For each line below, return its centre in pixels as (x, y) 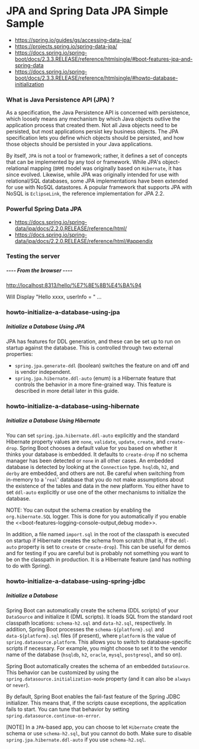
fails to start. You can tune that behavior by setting (68, 709)
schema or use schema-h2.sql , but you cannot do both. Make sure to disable (99, 734)
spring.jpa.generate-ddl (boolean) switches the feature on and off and (102, 366)
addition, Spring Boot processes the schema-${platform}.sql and (85, 630)
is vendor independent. (43, 372)
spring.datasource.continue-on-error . (53, 716)
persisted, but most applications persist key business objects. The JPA (92, 131)
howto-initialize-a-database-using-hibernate (73, 407)
